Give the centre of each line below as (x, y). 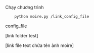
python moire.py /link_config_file (52, 17)
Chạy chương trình (25, 7)
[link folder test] (22, 36)
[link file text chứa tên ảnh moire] (40, 45)
